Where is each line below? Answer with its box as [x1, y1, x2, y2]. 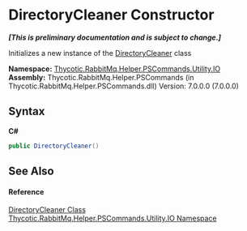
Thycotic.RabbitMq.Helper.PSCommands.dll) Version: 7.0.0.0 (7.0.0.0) [8, 81, 239, 91]
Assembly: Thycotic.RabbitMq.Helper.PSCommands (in [8, 72, 194, 82]
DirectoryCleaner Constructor [8, 6, 215, 24]
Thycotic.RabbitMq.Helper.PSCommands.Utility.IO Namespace [8, 213, 217, 224]
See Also [8, 165, 54, 178]
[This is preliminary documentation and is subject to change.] [8, 32, 221, 42]
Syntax [8, 105, 45, 118]
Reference [8, 186, 45, 196]
